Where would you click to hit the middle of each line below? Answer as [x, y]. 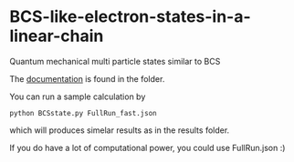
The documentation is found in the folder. [87, 78]
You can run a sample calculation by [78, 96]
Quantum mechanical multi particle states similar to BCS [115, 61]
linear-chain [57, 36]
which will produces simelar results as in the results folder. [120, 130]
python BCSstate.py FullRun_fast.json [83, 113]
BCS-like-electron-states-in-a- [130, 17]
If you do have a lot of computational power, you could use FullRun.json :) [147, 147]
